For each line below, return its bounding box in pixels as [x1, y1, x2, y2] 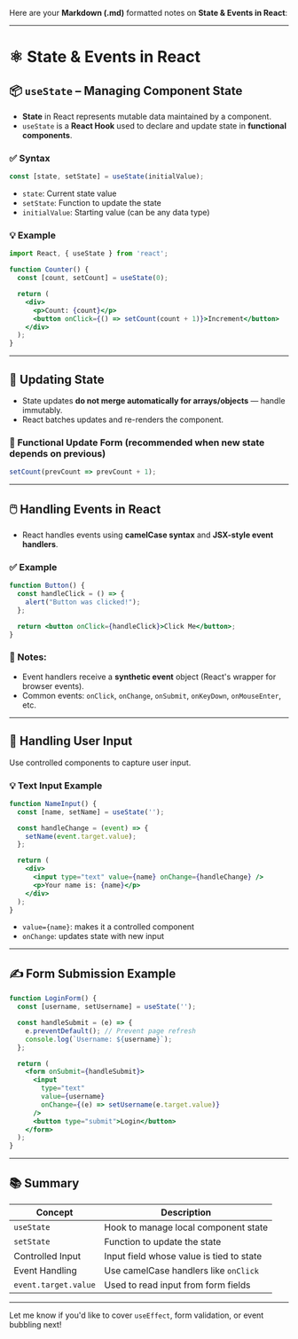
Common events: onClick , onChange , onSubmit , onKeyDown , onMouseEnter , [21, 690, 282, 701]
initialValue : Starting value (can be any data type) [21, 208, 210, 218]
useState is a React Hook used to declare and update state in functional [21, 121, 286, 131]
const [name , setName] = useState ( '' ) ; [17, 807, 165, 817]
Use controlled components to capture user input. [9, 757, 192, 768]
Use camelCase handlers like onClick [104, 1264, 260, 1276]
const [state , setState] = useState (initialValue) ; [9, 172, 204, 181]
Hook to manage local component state [104, 1221, 269, 1233]
